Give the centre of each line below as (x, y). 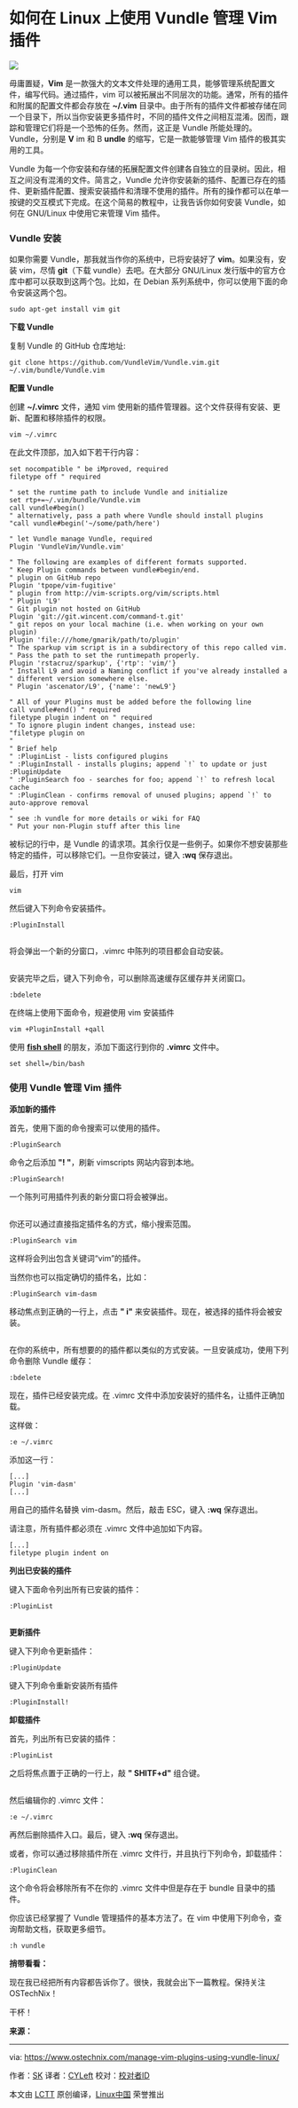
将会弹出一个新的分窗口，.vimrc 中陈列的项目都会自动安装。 (119, 951)
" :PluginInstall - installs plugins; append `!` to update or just (138, 764)
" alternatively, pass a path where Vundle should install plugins (137, 516)
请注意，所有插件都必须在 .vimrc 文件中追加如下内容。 (108, 1528)
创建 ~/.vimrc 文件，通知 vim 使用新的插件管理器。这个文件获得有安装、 (141, 407)
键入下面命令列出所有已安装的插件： (75, 1589)
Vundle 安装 (35, 238)
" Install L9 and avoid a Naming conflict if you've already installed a (149, 671)
